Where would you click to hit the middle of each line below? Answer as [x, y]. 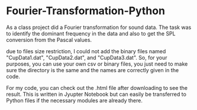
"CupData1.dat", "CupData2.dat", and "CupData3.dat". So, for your [87, 57]
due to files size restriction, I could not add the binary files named [86, 51]
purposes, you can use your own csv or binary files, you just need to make [97, 64]
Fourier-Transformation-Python [86, 11]
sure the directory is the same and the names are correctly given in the [93, 70]
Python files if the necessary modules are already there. [75, 100]
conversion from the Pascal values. [49, 40]
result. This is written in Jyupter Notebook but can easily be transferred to [96, 94]
